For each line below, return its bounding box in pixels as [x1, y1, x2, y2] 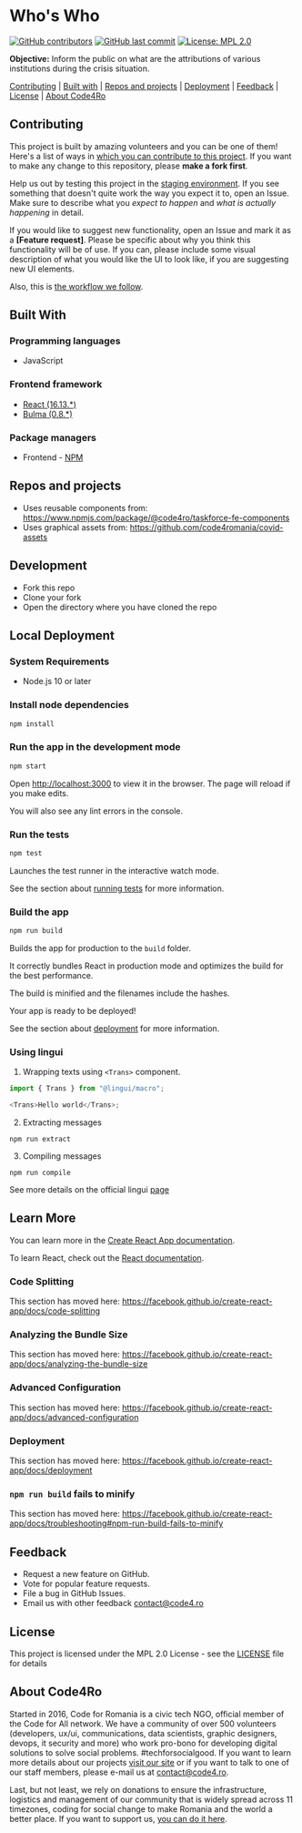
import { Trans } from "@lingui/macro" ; [9, 1084, 166, 1093]
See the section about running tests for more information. [9, 883, 225, 894]
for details [9, 1658, 47, 1668]
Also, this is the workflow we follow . [9, 281, 144, 292]
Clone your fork [22, 591, 82, 602]
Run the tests [9, 828, 70, 841]
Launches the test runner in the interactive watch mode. [9, 865, 220, 876]
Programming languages [9, 334, 121, 347]
